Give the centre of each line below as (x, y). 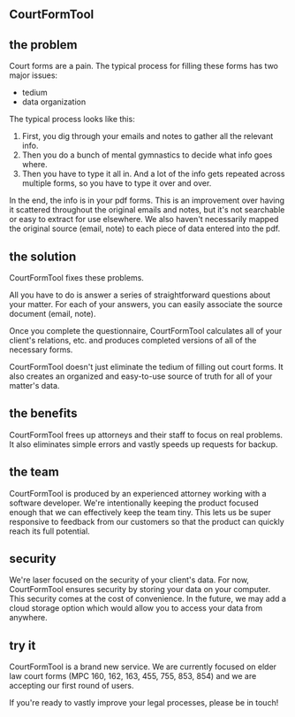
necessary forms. (41, 350)
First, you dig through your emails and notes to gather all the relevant (147, 136)
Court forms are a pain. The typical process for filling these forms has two (144, 66)
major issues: (34, 75)
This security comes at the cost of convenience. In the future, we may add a (148, 599)
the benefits (43, 414)
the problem (43, 45)
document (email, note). (53, 314)
